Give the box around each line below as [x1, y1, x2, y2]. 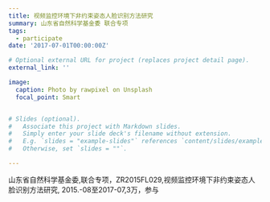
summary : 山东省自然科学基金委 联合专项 [8, 19, 129, 27]
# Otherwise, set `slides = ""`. [8, 145, 128, 153]
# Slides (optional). [8, 114, 81, 123]
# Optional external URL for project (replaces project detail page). [8, 56, 250, 64]
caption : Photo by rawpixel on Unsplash [15, 85, 153, 93]
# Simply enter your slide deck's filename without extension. [8, 130, 231, 138]
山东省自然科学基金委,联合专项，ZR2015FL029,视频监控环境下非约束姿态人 [8, 175, 256, 184]
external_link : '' [8, 64, 70, 72]
